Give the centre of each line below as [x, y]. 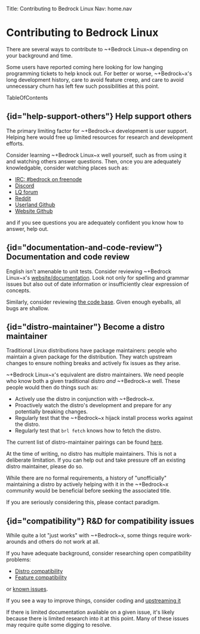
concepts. [19, 290]
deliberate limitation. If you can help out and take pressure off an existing [96, 460]
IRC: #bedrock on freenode [48, 179]
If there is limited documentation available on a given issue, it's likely [90, 612]
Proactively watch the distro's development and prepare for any [93, 406]
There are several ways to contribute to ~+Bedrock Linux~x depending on [97, 49]
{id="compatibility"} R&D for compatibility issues [100, 521]
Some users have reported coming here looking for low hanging [84, 67]
